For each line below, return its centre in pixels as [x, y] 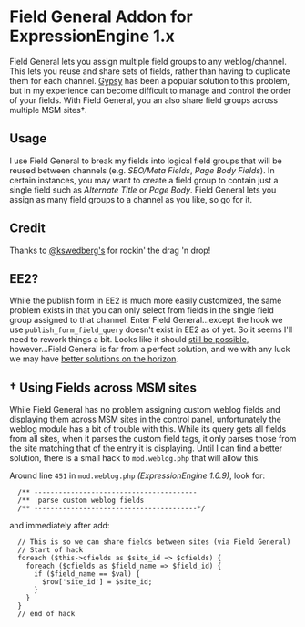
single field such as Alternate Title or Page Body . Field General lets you [143, 190]
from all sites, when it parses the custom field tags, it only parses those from [153, 439]
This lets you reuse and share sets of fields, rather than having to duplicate [150, 71]
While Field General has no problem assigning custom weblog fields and [145, 410]
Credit [27, 229]
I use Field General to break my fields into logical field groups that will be [146, 161]
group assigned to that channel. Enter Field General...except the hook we [146, 320]
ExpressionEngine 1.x [92, 36]
